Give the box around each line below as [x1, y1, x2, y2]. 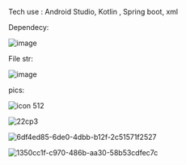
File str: [8, 54, 34, 63]
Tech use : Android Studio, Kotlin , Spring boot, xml [8, 7, 179, 16]
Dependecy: [8, 23, 49, 32]
